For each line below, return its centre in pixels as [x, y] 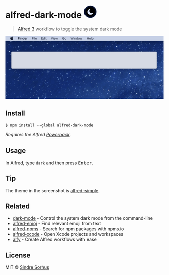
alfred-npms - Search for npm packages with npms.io [68, 229]
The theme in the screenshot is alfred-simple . [52, 190]
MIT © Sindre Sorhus [27, 267]
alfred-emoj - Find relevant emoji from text [57, 224]
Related [18, 207]
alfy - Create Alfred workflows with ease [54, 240]
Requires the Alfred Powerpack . [38, 135]
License [18, 255]
